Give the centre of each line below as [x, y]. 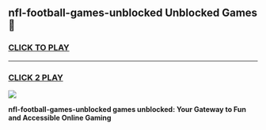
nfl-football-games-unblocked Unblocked [114, 13]
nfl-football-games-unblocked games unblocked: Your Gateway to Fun [127, 109]
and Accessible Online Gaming [60, 117]
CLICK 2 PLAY [36, 77]
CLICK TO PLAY [39, 48]
